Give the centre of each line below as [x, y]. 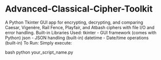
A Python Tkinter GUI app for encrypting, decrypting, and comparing [74, 22]
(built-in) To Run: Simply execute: [39, 43]
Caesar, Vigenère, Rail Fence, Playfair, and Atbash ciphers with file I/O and [80, 27]
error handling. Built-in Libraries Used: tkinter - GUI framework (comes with [81, 32]
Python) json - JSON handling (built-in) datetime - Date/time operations [77, 38]
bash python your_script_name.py [39, 52]
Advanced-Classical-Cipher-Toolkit [79, 9]
